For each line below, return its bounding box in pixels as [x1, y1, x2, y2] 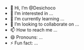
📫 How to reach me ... [10, 27, 58, 33]
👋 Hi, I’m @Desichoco [10, 5, 56, 11]
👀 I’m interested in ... [10, 10, 53, 16]
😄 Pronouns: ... [10, 34, 43, 40]
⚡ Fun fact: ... [10, 40, 38, 46]
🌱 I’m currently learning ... [10, 16, 65, 21]
